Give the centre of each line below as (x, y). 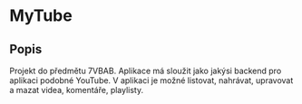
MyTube (41, 16)
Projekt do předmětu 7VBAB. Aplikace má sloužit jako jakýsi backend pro (146, 71)
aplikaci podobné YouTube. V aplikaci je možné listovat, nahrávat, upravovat (151, 80)
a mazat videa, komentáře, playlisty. (77, 90)
